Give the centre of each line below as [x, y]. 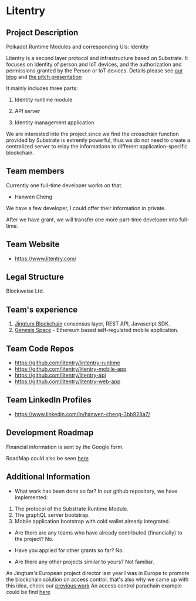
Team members [35, 171]
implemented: [31, 497]
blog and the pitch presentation [44, 77]
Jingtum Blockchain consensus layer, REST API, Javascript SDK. [92, 324]
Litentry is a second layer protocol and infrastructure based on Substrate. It [97, 58]
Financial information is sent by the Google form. [65, 447]
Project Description [42, 33]
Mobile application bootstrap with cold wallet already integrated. [92, 521]
